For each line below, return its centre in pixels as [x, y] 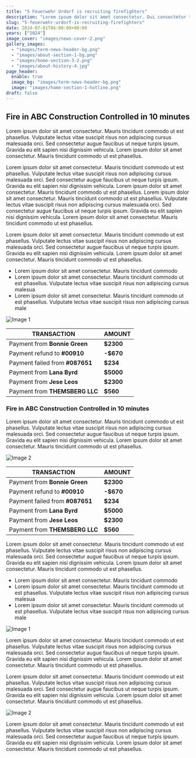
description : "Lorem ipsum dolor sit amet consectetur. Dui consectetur [96, 17]
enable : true [27, 77]
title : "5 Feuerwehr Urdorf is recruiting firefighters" [77, 11]
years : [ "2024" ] [26, 33]
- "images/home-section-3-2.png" [52, 60]
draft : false [22, 93]
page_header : [22, 71]
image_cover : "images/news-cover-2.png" [56, 39]
